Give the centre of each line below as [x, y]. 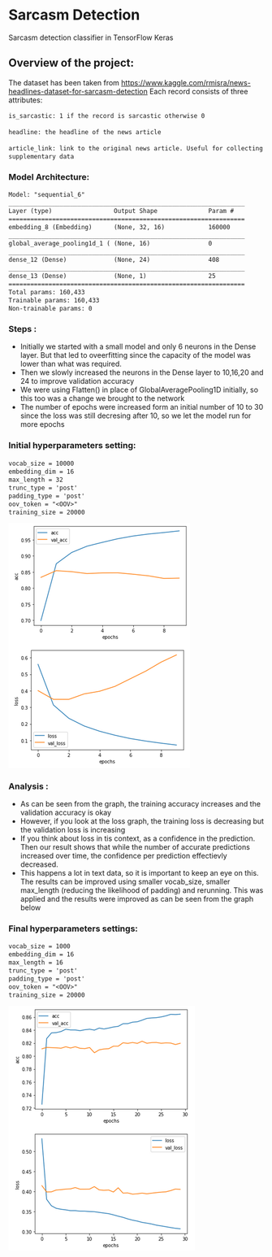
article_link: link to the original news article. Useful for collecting [136, 148]
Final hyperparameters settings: [73, 929]
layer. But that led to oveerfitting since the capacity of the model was [136, 355]
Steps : [23, 328]
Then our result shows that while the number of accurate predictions [135, 846]
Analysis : [28, 786]
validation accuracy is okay [66, 812]
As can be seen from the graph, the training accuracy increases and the [140, 803]
